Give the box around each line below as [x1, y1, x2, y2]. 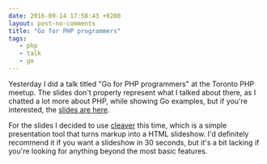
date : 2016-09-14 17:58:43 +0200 [8, 11, 121, 20]
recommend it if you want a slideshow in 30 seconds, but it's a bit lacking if [8, 137, 260, 147]
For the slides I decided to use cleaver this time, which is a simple [8, 120, 227, 130]
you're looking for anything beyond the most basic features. [8, 146, 208, 156]
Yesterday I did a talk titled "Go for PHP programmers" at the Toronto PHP [8, 78, 255, 89]
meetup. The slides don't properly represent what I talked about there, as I [8, 87, 256, 97]
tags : [8, 34, 27, 43]
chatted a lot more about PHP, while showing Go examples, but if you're [8, 96, 248, 106]
